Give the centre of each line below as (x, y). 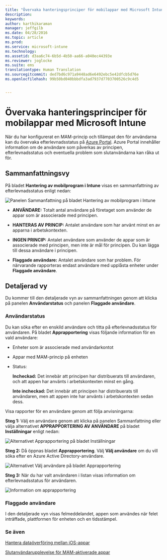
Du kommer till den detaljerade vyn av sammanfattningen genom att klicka (81, 298)
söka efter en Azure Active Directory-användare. (55, 456)
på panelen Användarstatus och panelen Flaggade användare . (70, 303)
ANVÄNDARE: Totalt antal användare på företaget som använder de (82, 210)
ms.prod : (14, 42)
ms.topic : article (24, 38)
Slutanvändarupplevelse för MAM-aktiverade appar (58, 553)
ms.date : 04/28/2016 (27, 33)
